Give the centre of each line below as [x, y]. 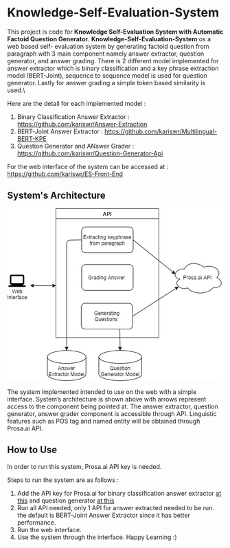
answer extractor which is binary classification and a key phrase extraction [113, 68]
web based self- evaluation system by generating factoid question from [108, 46]
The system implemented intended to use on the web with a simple [102, 392]
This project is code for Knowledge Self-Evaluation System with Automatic [115, 32]
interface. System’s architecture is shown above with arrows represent [107, 399]
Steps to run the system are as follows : [63, 480]
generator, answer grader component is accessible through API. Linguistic [112, 413]
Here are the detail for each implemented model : [77, 103]
